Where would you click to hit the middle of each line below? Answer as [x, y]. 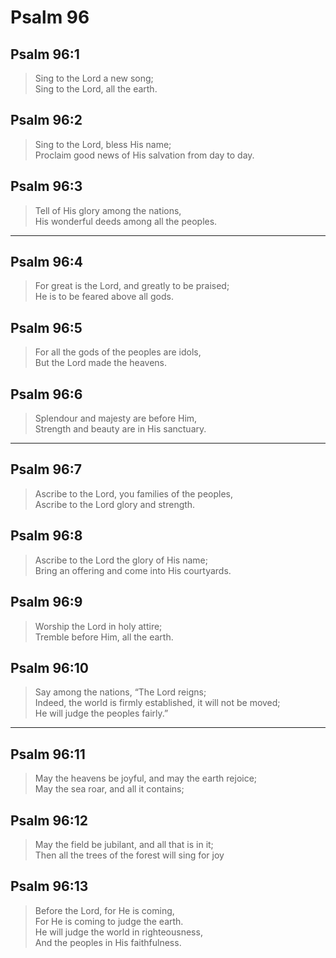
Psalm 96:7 [46, 469]
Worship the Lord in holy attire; [98, 626]
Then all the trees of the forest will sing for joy [129, 855]
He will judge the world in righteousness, [118, 932]
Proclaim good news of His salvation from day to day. [144, 155]
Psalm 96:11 [48, 754]
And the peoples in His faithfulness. [108, 942]
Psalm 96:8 [46, 536]
